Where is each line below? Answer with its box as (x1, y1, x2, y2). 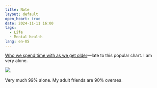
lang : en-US (5, 39, 29, 44)
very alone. (5, 57, 28, 64)
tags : (5, 25, 16, 30)
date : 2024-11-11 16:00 (5, 21, 54, 26)
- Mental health (9, 35, 43, 40)
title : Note (5, 7, 29, 12)
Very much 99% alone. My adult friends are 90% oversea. (5, 77, 123, 83)
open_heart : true (5, 16, 41, 21)
